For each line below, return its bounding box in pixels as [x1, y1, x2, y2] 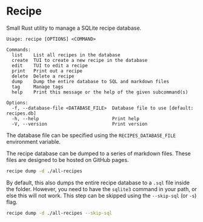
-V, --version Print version [12, 121, 148, 127]
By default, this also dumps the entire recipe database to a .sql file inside [6, 179, 190, 186]
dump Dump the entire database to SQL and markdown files [12, 78, 170, 84]
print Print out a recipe [12, 68, 83, 74]
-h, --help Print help [12, 115, 139, 122]
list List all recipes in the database [12, 52, 121, 58]
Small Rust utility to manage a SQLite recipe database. [6, 24, 142, 32]
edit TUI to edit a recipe [12, 62, 88, 69]
